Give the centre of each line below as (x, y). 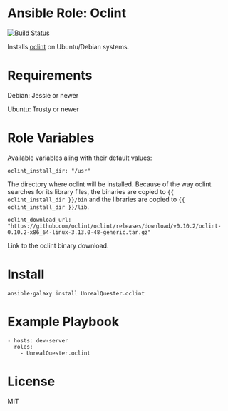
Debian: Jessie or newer (43, 95)
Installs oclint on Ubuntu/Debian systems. (68, 46)
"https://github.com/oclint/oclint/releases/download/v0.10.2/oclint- (114, 226)
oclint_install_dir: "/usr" (49, 171)
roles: (24, 347)
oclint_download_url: (40, 220)
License (31, 381)
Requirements (50, 76)
